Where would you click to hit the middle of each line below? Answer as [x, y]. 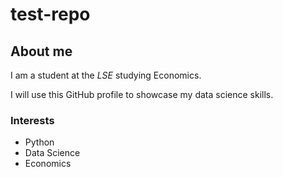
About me [41, 51]
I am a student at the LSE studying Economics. [106, 75]
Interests [32, 120]
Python [39, 142]
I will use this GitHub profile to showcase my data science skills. [142, 94]
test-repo [50, 14]
